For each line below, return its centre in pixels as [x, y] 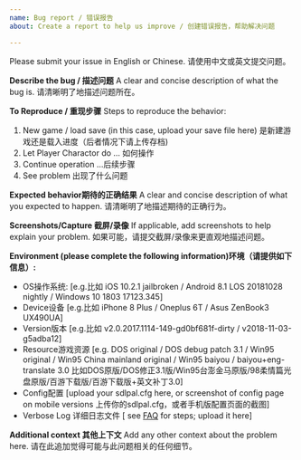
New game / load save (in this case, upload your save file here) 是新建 [153, 130]
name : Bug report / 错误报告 [61, 18]
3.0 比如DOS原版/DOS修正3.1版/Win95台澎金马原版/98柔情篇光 [174, 370]
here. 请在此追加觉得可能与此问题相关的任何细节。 [103, 446]
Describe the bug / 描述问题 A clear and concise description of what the [144, 80]
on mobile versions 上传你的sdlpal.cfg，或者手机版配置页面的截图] [146, 404]
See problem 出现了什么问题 [75, 175]
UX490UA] [42, 317]
